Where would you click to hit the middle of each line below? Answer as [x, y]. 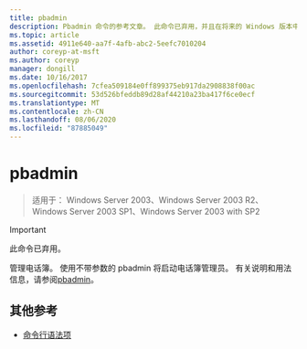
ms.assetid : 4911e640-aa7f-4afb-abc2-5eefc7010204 [108, 43]
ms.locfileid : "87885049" [58, 129]
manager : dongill [42, 69]
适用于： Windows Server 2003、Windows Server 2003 [138, 200]
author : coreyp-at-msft [55, 52]
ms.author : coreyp [44, 60]
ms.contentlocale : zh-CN [57, 111]
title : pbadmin [38, 18]
